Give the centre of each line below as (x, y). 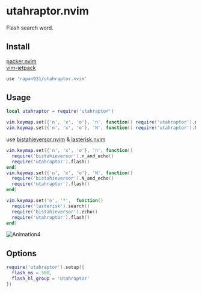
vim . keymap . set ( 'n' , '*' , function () (55, 201)
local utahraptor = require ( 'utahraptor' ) (60, 112)
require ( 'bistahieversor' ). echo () (55, 212)
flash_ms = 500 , (32, 273)
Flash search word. (30, 28)
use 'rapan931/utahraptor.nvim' (47, 79)
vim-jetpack (21, 68)
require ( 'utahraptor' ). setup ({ (45, 267)
